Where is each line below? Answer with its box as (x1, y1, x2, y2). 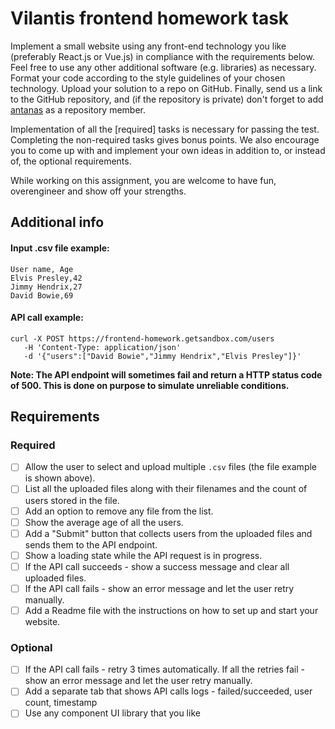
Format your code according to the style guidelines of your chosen (10, 72, 286, 84)
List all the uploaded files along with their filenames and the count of (24, 483, 308, 495)
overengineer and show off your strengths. (10, 185, 187, 197)
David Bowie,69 (10, 290, 74, 301)
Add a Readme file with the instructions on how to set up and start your (24, 604, 319, 616)
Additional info (10, 214, 105, 231)
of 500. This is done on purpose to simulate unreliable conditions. (10, 379, 290, 391)
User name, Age (10, 264, 74, 274)
